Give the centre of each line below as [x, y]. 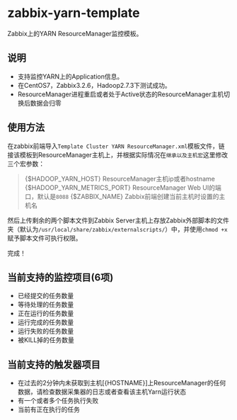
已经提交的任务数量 [46, 296]
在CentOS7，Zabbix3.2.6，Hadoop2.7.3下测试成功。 [94, 85]
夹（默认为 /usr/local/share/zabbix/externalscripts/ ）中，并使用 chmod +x [117, 229]
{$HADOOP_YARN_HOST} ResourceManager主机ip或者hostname [120, 178]
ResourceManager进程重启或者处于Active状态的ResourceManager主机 [121, 94]
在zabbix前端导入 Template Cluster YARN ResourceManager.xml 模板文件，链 [116, 146]
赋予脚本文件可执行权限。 [45, 238]
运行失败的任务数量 [46, 331]
